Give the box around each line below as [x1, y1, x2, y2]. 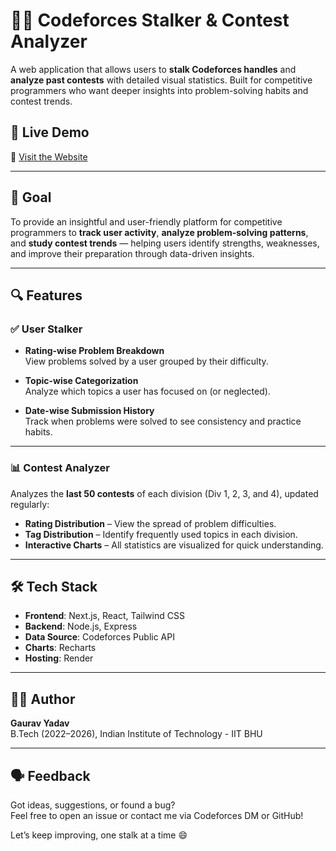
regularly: [10, 498, 50, 510]
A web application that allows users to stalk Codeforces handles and [10, 63, 297, 75]
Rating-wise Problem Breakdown [24, 345, 165, 357]
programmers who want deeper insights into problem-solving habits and [10, 84, 309, 96]
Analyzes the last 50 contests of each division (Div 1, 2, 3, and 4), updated [10, 487, 319, 499]
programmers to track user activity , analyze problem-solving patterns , [10, 226, 309, 238]
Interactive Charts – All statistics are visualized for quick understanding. [24, 539, 324, 551]
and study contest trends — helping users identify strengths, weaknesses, [10, 237, 320, 249]
